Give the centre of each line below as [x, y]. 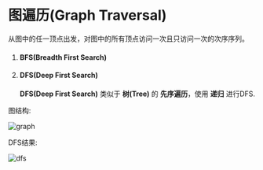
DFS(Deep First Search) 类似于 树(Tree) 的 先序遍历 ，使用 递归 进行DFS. [137, 94]
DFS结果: [23, 142]
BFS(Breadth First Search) [63, 57]
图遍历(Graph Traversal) [88, 15]
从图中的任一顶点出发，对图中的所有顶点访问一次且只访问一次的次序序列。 [128, 39]
